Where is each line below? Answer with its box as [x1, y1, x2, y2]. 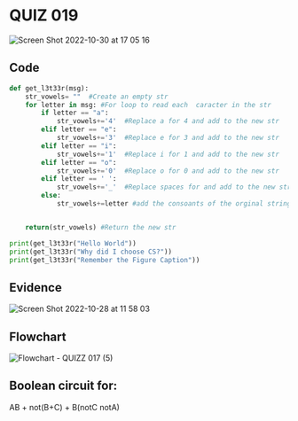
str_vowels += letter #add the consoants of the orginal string [56, 199, 292, 208]
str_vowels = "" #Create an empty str [25, 92, 169, 101]
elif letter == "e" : [41, 125, 117, 134]
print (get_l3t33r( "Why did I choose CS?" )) [9, 247, 173, 256]
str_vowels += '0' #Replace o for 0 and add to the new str [56, 166, 279, 175]
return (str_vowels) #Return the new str [25, 222, 176, 231]
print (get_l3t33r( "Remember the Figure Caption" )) [9, 255, 200, 264]
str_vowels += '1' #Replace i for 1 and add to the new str [56, 150, 279, 159]
